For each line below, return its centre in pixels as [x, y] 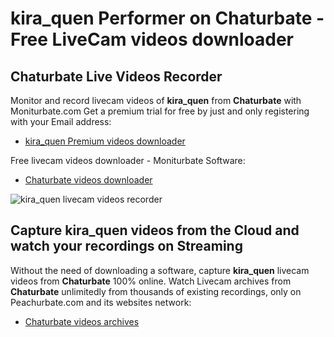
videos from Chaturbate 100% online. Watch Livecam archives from [151, 281]
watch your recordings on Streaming [126, 246]
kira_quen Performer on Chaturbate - [167, 18]
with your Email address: [61, 121]
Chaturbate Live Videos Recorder [116, 76]
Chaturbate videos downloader [88, 180]
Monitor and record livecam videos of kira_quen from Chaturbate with [156, 100]
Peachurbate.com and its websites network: [101, 302]
